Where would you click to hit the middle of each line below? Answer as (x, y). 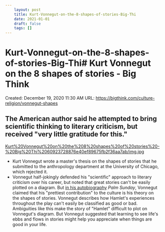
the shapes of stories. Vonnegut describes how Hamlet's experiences (83, 198)
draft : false (27, 24)
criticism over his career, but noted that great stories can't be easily (81, 182)
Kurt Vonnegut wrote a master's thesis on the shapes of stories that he (84, 161)
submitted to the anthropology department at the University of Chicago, (85, 166)
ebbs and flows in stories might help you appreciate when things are (82, 219)
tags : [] (23, 28)
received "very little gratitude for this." (66, 134)
